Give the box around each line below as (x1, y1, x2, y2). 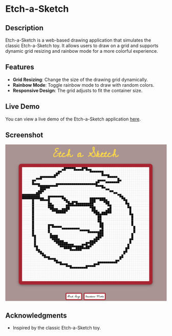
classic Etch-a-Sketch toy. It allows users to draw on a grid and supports (5, 43, 159, 49)
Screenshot (5, 131, 44, 140)
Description (5, 24, 44, 32)
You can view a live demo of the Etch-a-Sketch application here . (5, 116, 141, 122)
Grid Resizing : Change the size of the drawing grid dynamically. (12, 76, 148, 83)
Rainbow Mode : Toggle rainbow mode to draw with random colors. (12, 82, 155, 88)
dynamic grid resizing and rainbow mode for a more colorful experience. (5, 48, 158, 54)
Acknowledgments (5, 311, 68, 320)
